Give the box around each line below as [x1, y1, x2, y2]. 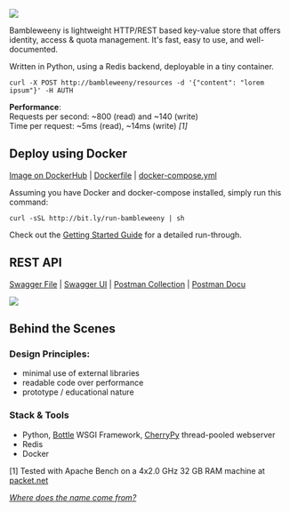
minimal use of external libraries [21, 368, 141, 379]
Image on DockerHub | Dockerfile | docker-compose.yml [9, 170, 218, 180]
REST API [9, 255, 62, 270]
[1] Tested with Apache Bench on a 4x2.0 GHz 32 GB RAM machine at [9, 465, 265, 476]
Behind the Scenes [9, 321, 116, 337]
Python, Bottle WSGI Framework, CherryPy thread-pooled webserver [21, 429, 276, 440]
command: [9, 196, 49, 207]
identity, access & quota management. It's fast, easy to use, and [9, 35, 245, 44]
